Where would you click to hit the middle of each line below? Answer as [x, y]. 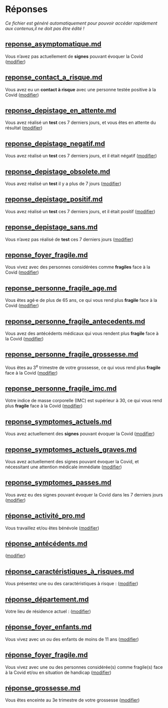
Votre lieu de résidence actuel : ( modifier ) [48, 611]
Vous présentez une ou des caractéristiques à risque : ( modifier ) [72, 584]
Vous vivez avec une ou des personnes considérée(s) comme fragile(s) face [84, 667]
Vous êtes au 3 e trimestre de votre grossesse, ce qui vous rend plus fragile [83, 367]
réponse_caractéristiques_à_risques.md [70, 571]
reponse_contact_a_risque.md [54, 77]
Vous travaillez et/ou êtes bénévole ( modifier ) [52, 528]
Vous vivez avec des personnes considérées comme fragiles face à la [78, 267]
